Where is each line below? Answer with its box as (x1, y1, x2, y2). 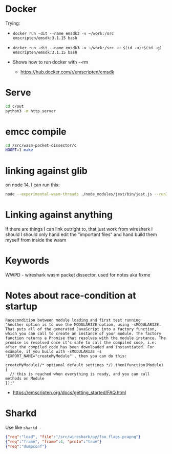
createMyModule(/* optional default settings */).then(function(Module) (5, 362, 164, 367)
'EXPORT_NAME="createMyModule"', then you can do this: (5, 353, 127, 359)
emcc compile (5, 126, 67, 137)
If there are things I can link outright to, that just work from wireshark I (5, 226, 153, 232)
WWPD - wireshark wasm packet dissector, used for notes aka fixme (5, 272, 150, 278)
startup (5, 301, 37, 312)
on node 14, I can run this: (5, 182, 60, 188)
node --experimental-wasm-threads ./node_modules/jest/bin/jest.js (5, 192, 153, 197)
